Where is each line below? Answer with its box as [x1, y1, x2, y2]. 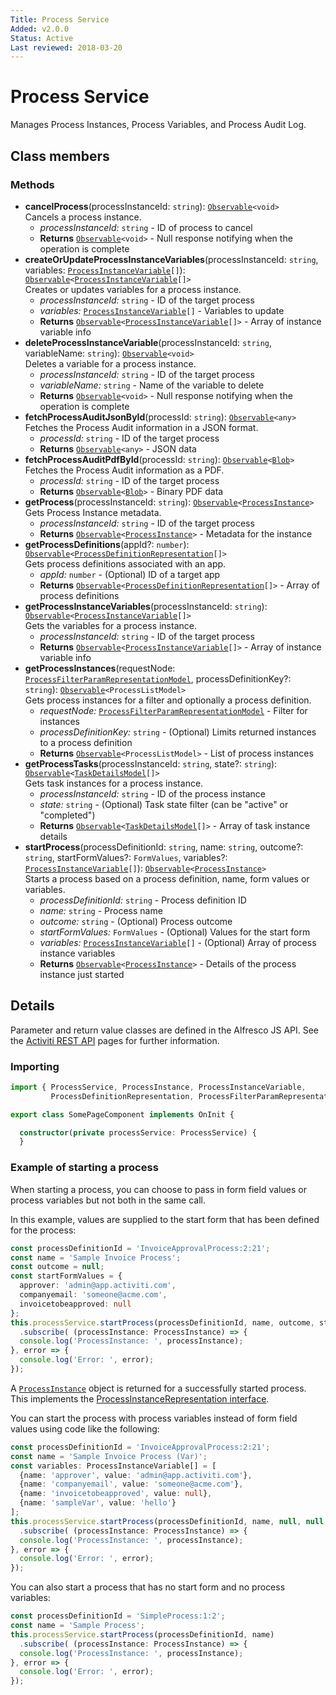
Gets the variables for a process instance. [24, 619, 197, 631]
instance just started [39, 968, 125, 980]
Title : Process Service [10, 14, 110, 25]
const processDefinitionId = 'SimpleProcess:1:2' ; [10, 1611, 226, 1621]
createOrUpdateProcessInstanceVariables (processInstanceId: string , [24, 253, 319, 265]
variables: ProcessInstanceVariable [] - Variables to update [39, 304, 285, 316]
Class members [10, 147, 110, 165]
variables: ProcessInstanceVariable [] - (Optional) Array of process [39, 936, 317, 948]
